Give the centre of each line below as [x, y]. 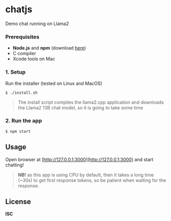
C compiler [24, 53]
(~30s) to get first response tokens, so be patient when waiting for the [92, 180]
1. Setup [15, 72]
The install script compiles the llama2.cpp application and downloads [91, 102]
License [18, 202]
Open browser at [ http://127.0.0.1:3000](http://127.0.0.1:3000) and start [79, 159]
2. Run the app [24, 121]
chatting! [15, 165]
